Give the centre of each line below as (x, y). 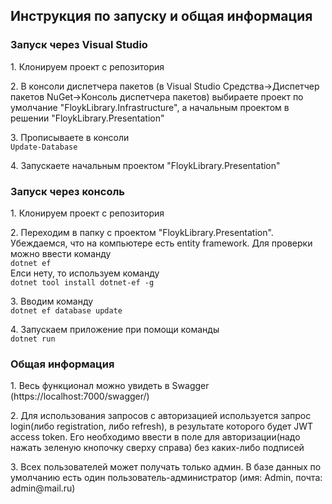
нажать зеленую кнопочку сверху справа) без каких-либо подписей (157, 448)
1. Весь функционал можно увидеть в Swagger (110, 386)
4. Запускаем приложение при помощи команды (115, 329)
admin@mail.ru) (43, 488)
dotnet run (33, 339)
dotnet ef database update (66, 310)
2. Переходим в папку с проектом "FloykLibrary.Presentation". (142, 232)
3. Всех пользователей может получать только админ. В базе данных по (166, 467)
